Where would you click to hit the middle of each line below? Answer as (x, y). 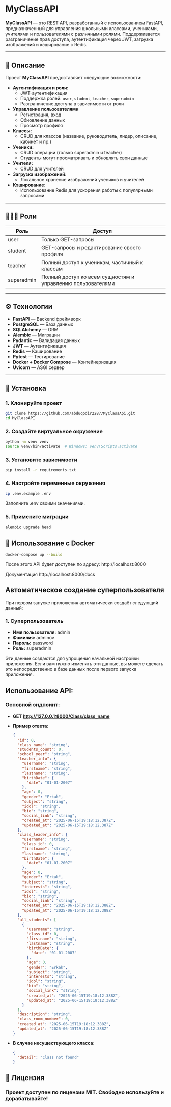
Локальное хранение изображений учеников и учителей (82, 179)
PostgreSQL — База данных (43, 324)
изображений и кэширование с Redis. (46, 44)
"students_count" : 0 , (40, 749)
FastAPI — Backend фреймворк (47, 319)
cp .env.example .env (28, 494)
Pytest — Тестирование (39, 357)
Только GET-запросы (68, 239)
